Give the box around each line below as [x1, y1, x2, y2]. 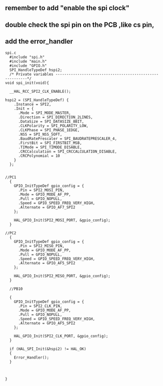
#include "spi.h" [9, 54, 45, 59]
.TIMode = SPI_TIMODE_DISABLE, [18, 145, 82, 150]
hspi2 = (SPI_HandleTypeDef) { [5, 98, 69, 103]
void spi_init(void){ [5, 80, 49, 85]
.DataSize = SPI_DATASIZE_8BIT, [18, 119, 84, 124]
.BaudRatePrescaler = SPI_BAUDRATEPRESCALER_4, [18, 136, 117, 141]
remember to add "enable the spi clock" [5, 4, 130, 12]
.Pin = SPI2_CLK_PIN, [18, 304, 63, 309]
